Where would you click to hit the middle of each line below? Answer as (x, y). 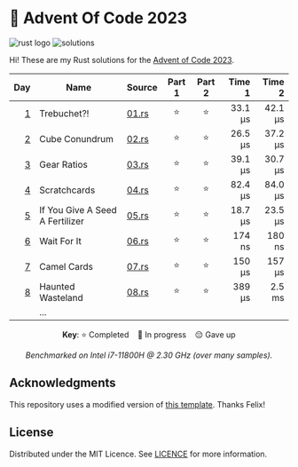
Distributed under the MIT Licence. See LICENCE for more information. (138, 454)
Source (142, 87)
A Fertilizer (62, 221)
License (31, 433)
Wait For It (61, 241)
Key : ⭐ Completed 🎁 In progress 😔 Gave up (149, 334)
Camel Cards (67, 266)
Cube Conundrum (76, 139)
